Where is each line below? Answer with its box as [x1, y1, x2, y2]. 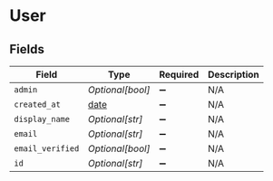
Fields [9, 42, 45, 57]
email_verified [14, 144, 80, 154]
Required [158, 69, 200, 81]
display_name [14, 114, 71, 124]
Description [207, 69, 260, 81]
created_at [14, 100, 61, 110]
